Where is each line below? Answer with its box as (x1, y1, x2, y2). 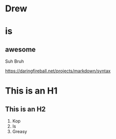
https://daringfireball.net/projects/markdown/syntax (5, 68, 111, 74)
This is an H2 (5, 105, 46, 113)
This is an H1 (5, 85, 58, 96)
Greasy (12, 129, 27, 135)
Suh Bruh (5, 58, 24, 64)
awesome (5, 45, 36, 53)
